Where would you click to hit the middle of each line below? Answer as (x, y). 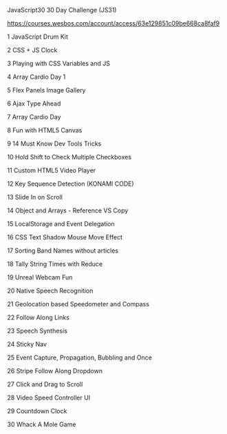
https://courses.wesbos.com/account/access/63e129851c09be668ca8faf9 (113, 23)
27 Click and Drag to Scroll (45, 384)
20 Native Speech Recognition (50, 290)
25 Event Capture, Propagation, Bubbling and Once (80, 357)
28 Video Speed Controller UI (49, 397)
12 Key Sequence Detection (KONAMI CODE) (71, 184)
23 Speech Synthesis (37, 331)
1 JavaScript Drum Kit (38, 37)
